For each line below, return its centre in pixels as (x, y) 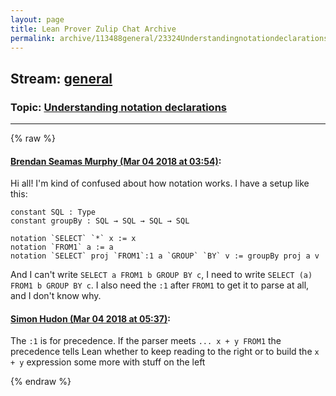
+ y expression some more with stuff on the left (108, 362)
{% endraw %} (41, 382)
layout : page (37, 19)
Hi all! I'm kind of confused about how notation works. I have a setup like (160, 183)
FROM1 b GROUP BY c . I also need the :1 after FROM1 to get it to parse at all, (160, 285)
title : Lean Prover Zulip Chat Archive (93, 29)
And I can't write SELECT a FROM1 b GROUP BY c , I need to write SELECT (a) (161, 275)
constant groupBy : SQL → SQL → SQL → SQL (100, 221)
